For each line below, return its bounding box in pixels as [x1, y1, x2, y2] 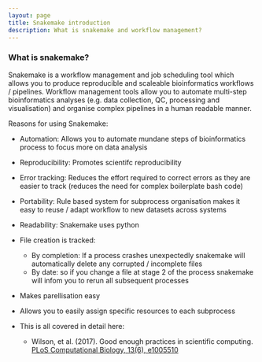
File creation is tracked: [19, 235, 96, 245]
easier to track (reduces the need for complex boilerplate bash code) [19, 181, 244, 190]
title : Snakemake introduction [8, 19, 111, 27]
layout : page [8, 11, 51, 20]
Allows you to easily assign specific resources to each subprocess [19, 306, 236, 316]
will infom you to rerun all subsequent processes [31, 275, 189, 285]
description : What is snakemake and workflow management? [8, 26, 202, 34]
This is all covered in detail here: [19, 321, 124, 331]
